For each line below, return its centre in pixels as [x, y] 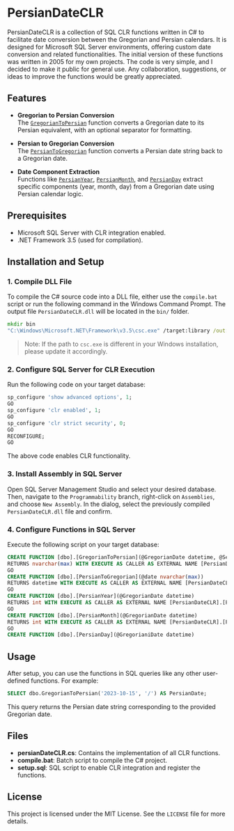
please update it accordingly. [66, 351]
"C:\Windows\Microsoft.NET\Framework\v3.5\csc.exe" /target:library [109, 331]
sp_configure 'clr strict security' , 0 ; [67, 423]
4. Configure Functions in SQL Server [71, 529]
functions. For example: [65, 681]
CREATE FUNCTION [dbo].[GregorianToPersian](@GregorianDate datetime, [112, 557]
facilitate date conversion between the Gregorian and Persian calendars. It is [117, 39]
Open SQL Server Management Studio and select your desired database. [112, 489]
